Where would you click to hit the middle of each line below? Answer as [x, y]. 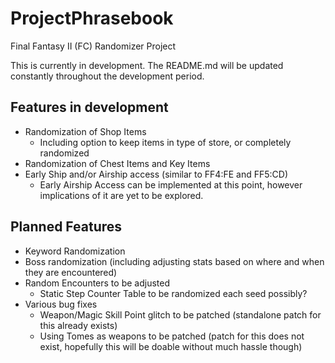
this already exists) [78, 325]
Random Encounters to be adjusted [97, 283]
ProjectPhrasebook [92, 18]
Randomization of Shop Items [85, 131]
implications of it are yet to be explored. [121, 195]
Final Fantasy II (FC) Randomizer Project [93, 46]
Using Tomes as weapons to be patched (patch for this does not [172, 336]
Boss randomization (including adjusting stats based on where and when [174, 261]
